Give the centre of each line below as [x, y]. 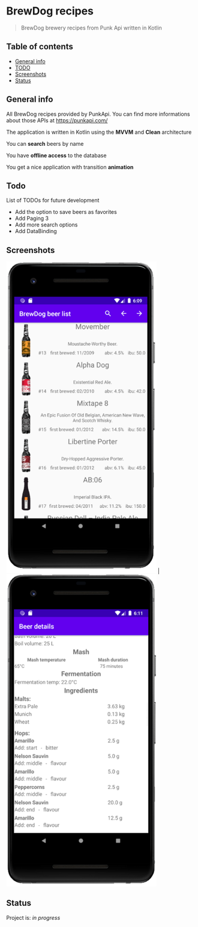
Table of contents [40, 47]
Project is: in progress [33, 917]
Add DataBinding [36, 231]
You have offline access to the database [56, 155]
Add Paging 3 [32, 219]
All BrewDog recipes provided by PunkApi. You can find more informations [98, 114]
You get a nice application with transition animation [70, 167]
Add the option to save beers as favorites [66, 212]
